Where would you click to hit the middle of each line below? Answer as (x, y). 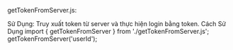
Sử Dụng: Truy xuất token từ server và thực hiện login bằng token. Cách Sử (117, 24)
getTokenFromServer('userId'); (52, 39)
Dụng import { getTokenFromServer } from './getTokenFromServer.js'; (108, 31)
